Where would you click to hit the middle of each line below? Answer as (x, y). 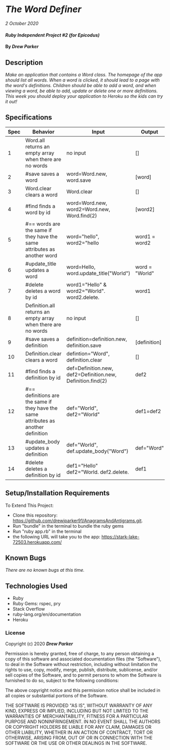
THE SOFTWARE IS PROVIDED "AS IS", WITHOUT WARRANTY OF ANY (79, 705)
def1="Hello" (82, 465)
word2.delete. (83, 297)
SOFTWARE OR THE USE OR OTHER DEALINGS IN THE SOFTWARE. (76, 743)
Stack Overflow (29, 609)
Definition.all (40, 305)
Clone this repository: (35, 515)
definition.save (84, 345)
